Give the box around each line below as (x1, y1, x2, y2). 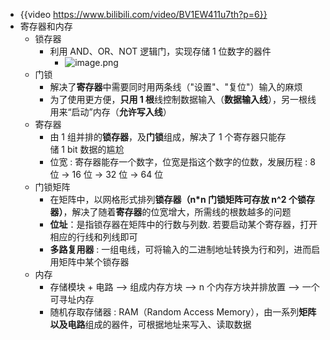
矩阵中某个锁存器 (58, 256, 130, 268)
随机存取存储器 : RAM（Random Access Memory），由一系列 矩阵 (49, 306, 317, 318)
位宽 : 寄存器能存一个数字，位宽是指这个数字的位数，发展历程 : (49, 156, 308, 168)
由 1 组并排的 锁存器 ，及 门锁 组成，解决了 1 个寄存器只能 (49, 131, 278, 143)
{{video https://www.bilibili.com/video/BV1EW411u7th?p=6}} (19, 9, 268, 20)
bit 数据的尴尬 (66, 144, 125, 155)
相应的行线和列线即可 (49, 231, 138, 243)
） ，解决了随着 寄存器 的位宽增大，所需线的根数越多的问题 (58, 206, 292, 218)
